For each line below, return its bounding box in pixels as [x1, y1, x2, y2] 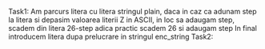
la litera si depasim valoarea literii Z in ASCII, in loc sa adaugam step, [8, 15, 235, 24]
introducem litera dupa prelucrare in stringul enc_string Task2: [8, 32, 214, 41]
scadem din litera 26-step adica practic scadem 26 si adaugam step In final [8, 24, 258, 32]
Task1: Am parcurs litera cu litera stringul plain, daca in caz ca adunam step [8, 7, 257, 16]
